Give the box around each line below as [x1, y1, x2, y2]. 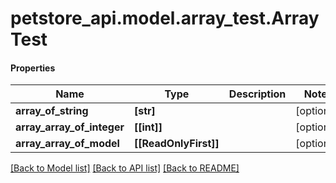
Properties [10, 62, 56, 74]
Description [228, 87, 287, 101]
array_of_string [15, 104, 89, 118]
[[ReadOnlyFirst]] [133, 137, 220, 151]
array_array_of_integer [15, 120, 125, 134]
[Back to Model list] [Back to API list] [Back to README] [10, 162, 240, 174]
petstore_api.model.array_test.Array [10, 7, 320, 30]
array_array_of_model [15, 137, 120, 151]
